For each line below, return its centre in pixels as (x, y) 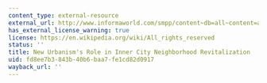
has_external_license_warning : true (69, 30)
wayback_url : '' (35, 67)
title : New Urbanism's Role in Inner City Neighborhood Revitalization (129, 52)
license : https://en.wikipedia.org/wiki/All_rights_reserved (112, 38)
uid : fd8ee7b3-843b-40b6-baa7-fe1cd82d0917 (81, 60)
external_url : (32, 23)
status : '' (26, 45)
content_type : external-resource (64, 15)
